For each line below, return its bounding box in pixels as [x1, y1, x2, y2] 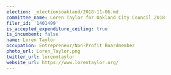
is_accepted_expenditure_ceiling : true [6, 25, 108, 32]
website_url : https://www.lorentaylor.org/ [6, 59, 119, 65]
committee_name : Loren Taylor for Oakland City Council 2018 [6, 15, 166, 21]
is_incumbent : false [6, 31, 59, 37]
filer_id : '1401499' [6, 20, 59, 26]
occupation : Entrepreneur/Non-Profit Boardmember [6, 43, 136, 49]
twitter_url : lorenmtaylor [6, 54, 75, 60]
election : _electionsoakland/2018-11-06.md [6, 8, 119, 15]
